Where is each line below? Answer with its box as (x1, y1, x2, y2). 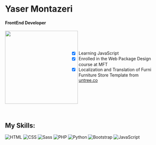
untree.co (78, 77, 98, 83)
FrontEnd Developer (5, 19, 47, 25)
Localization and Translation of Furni (78, 67, 152, 72)
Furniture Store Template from (78, 72, 139, 78)
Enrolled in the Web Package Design (78, 56, 151, 62)
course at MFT (78, 61, 108, 67)
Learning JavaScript (78, 50, 119, 56)
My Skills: (5, 121, 35, 129)
